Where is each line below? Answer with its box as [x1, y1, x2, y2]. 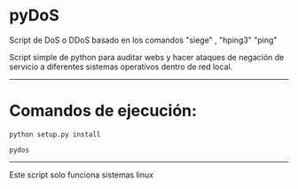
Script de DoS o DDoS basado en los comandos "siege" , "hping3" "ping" [9, 35, 278, 45]
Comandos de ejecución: [9, 101, 198, 121]
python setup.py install [9, 130, 101, 138]
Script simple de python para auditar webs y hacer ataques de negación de [9, 51, 285, 62]
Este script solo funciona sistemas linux [9, 169, 153, 180]
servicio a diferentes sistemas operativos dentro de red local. [9, 61, 233, 72]
